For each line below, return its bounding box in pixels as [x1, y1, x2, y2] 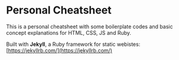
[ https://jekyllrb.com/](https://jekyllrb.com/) [6, 46, 112, 54]
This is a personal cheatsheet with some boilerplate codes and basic [6, 23, 173, 30]
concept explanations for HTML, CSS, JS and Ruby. [6, 29, 132, 36]
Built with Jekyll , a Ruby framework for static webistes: [6, 41, 141, 48]
